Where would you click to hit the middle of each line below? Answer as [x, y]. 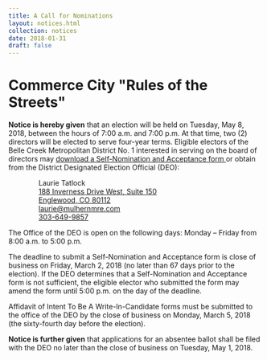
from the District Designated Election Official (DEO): [94, 168]
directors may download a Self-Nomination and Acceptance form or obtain [132, 159]
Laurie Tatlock [62, 183]
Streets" [37, 102]
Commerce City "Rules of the [108, 86]
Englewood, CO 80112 [75, 200]
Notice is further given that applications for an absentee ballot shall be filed [134, 339]
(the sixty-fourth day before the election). [77, 324]
